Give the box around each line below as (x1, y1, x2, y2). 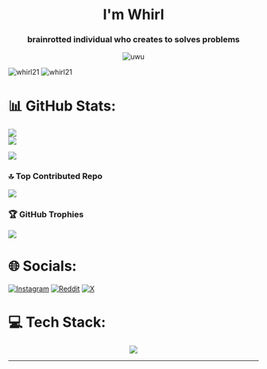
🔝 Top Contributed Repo (8, 171, 103, 182)
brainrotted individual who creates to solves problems (27, 34, 240, 45)
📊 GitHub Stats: (8, 97, 117, 115)
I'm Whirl (103, 6, 164, 24)
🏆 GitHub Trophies (8, 208, 84, 219)
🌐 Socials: (8, 257, 77, 275)
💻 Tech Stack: (8, 313, 106, 332)
